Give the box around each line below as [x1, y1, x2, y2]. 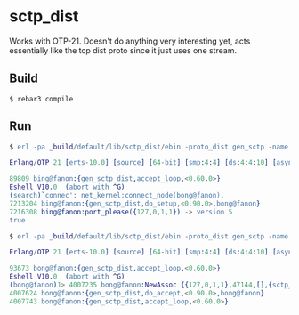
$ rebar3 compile [9, 94, 74, 103]
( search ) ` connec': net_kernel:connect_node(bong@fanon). [9, 191, 225, 200]
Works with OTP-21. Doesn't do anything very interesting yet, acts [9, 36, 251, 46]
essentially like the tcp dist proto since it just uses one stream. [9, 44, 238, 55]
